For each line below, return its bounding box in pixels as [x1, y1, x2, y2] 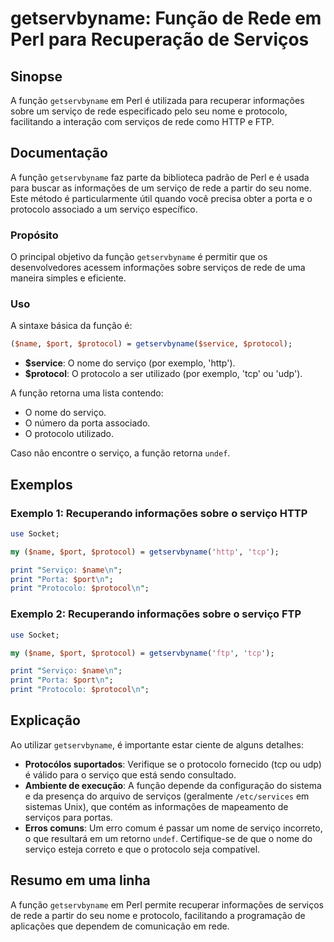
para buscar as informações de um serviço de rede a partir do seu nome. [10, 182, 312, 194]
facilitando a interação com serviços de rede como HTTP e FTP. [10, 116, 275, 127]
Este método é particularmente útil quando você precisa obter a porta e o [10, 192, 313, 204]
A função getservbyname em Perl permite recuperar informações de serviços [10, 898, 324, 911]
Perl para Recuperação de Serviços [10, 28, 310, 51]
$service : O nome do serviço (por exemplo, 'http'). [24, 357, 236, 369]
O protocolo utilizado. [24, 428, 115, 440]
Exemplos [10, 476, 73, 493]
